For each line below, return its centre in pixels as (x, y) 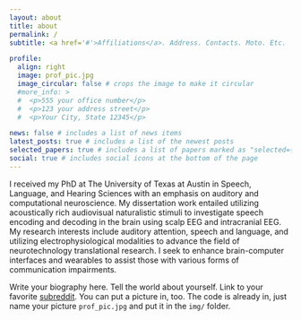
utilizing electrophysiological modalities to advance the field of (125, 241)
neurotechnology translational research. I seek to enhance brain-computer (147, 250)
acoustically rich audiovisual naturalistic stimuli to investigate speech (137, 212)
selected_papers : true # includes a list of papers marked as (128, 150)
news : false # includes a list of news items (95, 134)
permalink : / (34, 34)
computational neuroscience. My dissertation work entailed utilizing (134, 203)
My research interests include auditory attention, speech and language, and (149, 231)
